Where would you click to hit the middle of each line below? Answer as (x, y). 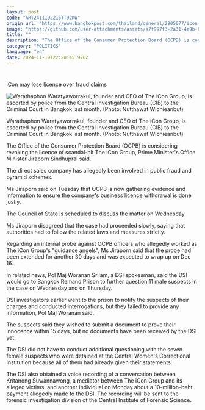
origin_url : (21, 23)
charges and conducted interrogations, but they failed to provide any (93, 306)
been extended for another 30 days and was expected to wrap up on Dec (99, 256)
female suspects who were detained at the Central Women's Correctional (99, 356)
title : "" (19, 35)
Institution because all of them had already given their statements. (89, 362)
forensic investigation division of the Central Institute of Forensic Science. (99, 400)
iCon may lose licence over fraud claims (57, 84)
